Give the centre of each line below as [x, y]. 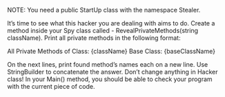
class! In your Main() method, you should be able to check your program [110, 79]
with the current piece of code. [51, 86]
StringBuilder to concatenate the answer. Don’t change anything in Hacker [112, 72]
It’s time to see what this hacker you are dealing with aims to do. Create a [111, 23]
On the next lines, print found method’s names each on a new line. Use [108, 64]
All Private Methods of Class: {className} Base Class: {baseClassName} [111, 51]
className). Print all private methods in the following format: [94, 38]
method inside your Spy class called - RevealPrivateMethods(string [103, 31]
